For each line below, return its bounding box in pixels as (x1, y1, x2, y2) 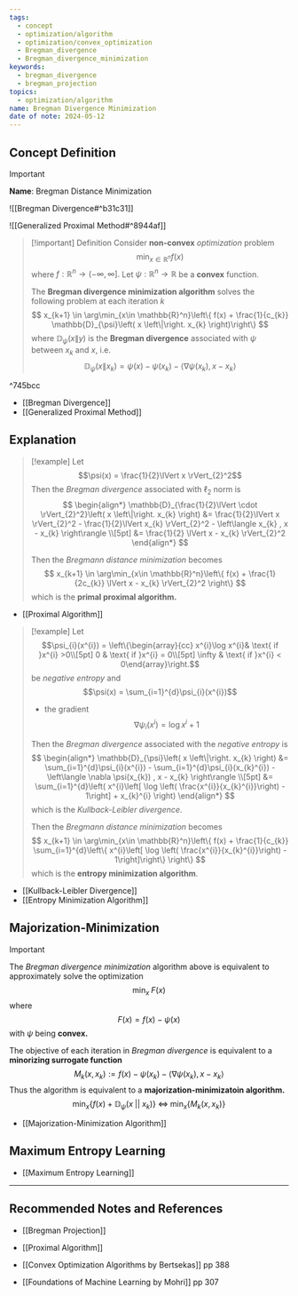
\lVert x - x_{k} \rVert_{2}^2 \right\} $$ (106, 578, 247, 589)
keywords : (9, 63, 46, 72)
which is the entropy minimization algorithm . (30, 868, 199, 879)
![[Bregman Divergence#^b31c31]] (9, 203, 134, 213)
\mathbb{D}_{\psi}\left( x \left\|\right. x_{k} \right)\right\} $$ (51, 319, 269, 330)
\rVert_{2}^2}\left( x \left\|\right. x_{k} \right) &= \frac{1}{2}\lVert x (40, 509, 280, 520)
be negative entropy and (30, 672, 122, 684)
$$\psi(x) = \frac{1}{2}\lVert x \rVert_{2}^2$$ (78, 470, 242, 481)
